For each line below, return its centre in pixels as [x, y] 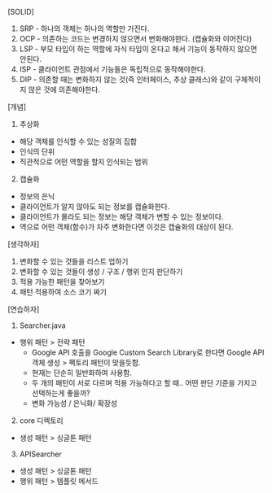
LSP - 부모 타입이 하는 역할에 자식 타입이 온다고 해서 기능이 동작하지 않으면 [138, 49]
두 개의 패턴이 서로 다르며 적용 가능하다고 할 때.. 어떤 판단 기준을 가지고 [144, 383]
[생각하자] [24, 244]
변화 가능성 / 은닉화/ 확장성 [75, 403]
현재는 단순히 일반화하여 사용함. [81, 373]
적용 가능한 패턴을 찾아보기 [62, 281]
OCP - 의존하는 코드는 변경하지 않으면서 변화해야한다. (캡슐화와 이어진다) [136, 39]
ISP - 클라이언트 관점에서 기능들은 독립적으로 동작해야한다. [112, 69]
